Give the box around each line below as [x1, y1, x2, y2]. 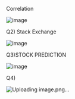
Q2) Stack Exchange [6, 28, 57, 35]
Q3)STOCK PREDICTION [6, 51, 67, 58]
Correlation [6, 5, 34, 12]
